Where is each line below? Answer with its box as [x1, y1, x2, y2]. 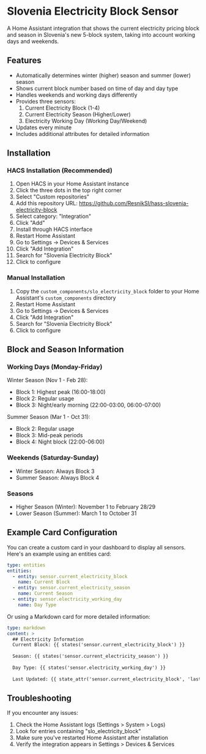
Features [7, 55, 42, 66]
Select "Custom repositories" [15, 193, 90, 200]
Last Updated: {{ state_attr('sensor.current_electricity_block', [12, 676, 185, 682]
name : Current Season [18, 590, 73, 597]
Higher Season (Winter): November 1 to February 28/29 [15, 503, 156, 511]
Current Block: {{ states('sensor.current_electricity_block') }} [12, 642, 185, 648]
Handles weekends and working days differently [15, 91, 138, 99]
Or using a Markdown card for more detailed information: [7, 613, 150, 620]
